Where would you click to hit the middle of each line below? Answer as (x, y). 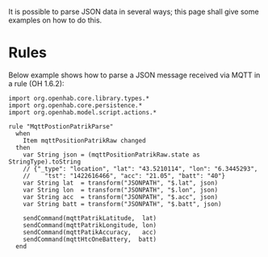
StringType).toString (45, 162)
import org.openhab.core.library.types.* (79, 98)
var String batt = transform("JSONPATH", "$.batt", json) (122, 204)
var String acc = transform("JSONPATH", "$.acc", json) (121, 197)
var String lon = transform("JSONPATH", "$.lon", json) (121, 190)
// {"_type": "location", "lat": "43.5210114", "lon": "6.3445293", (140, 168)
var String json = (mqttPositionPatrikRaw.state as (111, 155)
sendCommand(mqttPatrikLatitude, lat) (90, 218)
